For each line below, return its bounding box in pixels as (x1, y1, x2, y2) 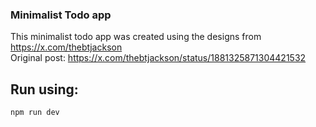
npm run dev (10, 108, 60, 118)
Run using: (10, 81, 79, 98)
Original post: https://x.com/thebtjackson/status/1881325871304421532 (10, 52, 307, 64)
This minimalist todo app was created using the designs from (10, 31, 262, 43)
